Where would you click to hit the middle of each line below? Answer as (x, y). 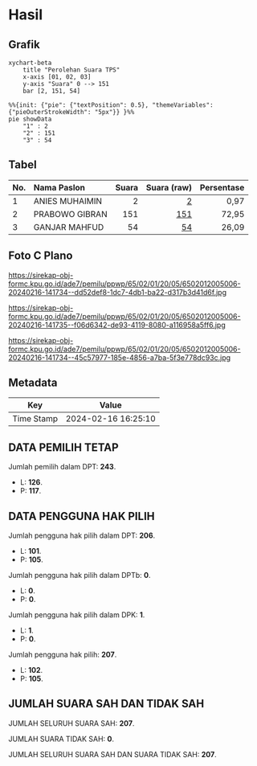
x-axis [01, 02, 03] (57, 77)
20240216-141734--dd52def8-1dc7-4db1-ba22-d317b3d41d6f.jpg (118, 292)
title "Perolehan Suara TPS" (71, 70)
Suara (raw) (169, 187)
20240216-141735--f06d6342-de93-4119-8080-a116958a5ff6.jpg (117, 325)
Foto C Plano (41, 256)
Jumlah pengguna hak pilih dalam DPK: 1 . (77, 615)
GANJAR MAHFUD (69, 227)
